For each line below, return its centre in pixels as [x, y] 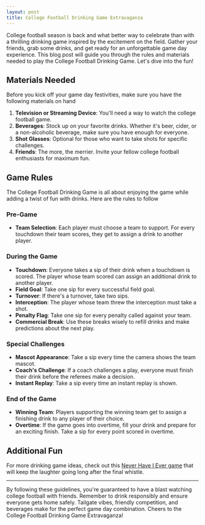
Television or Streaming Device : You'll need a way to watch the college [106, 113]
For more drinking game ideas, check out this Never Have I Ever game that [100, 466]
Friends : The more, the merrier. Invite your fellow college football [97, 152]
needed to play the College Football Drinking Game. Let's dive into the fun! [100, 61]
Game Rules [30, 177]
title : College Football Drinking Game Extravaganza [75, 18]
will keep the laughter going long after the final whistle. [75, 472]
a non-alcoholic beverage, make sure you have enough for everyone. [102, 132]
